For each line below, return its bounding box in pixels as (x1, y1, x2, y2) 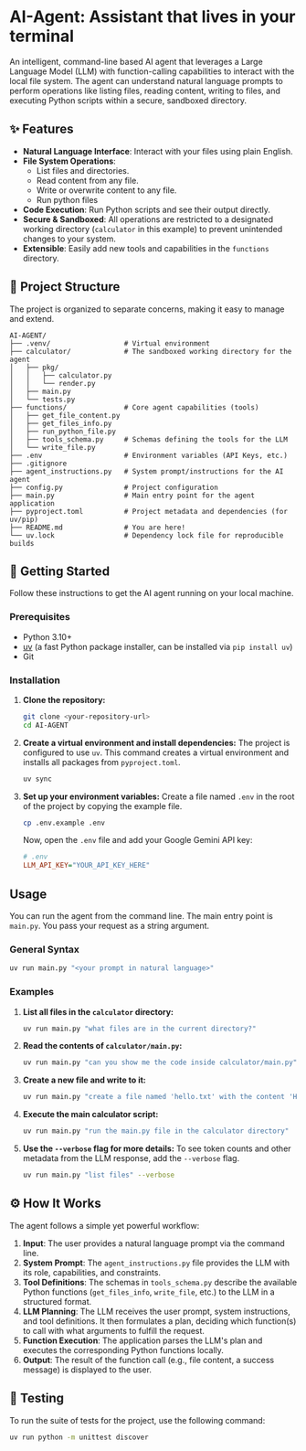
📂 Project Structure (9, 279, 121, 294)
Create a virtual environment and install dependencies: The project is (22, 737, 290, 748)
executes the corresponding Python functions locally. (22, 1344, 224, 1355)
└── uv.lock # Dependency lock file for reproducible (9, 530, 284, 540)
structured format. (22, 1296, 92, 1307)
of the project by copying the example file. (22, 800, 183, 811)
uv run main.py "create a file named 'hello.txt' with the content (22, 1093, 285, 1102)
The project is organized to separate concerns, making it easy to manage (9, 304, 285, 315)
